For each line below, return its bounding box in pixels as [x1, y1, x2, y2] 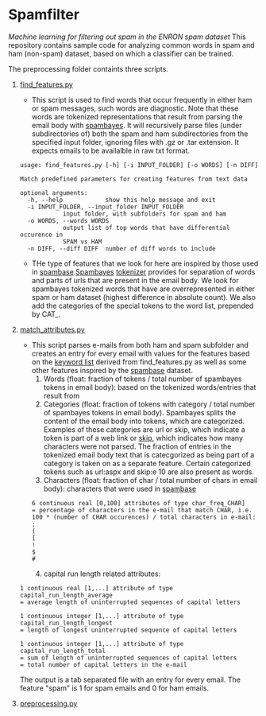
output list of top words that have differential [62, 224, 230, 232]
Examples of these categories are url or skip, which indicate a [43, 424, 245, 434]
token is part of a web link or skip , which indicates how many [43, 433, 244, 442]
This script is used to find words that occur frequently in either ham [31, 95, 253, 104]
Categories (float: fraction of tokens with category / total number [43, 399, 256, 409]
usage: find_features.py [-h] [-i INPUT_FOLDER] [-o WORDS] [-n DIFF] [19, 161, 259, 169]
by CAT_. [31, 309, 61, 319]
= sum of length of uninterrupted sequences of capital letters [19, 654, 237, 662]
